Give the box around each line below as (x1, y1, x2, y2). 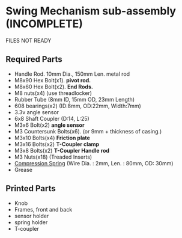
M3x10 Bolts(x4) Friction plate (14, 134, 91, 141)
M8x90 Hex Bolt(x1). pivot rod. (14, 76, 91, 84)
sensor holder (14, 212, 49, 219)
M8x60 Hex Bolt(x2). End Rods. (14, 83, 94, 90)
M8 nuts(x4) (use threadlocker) (14, 89, 93, 97)
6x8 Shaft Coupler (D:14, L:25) (14, 115, 89, 122)
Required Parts (5, 54, 62, 64)
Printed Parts (5, 183, 56, 194)
